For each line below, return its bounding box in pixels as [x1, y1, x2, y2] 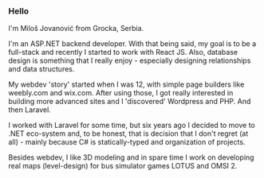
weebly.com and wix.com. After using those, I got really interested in [8, 88, 234, 98]
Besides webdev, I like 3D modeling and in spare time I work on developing [8, 153, 254, 162]
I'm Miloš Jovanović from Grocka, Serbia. [8, 24, 144, 33]
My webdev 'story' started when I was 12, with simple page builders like [8, 79, 245, 89]
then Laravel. [8, 105, 52, 114]
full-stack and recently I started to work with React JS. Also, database [8, 48, 238, 57]
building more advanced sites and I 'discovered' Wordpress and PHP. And [8, 97, 251, 106]
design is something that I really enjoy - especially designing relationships [8, 56, 251, 65]
